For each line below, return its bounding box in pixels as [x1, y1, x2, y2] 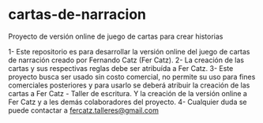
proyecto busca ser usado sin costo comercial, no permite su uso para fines [8, 72, 256, 81]
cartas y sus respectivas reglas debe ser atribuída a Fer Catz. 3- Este [8, 63, 234, 73]
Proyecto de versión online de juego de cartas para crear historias [8, 32, 224, 41]
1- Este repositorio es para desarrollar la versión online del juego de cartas [8, 47, 250, 56]
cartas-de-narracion [8, 6, 147, 24]
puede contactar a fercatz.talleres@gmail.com [8, 105, 160, 115]
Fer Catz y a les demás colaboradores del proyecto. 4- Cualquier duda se [8, 97, 247, 106]
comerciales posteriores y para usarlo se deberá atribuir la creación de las [8, 80, 250, 90]
